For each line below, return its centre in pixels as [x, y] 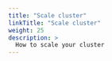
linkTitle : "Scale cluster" [55, 23]
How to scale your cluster [60, 45]
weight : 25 [26, 30]
